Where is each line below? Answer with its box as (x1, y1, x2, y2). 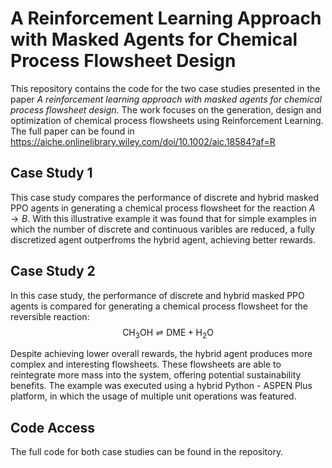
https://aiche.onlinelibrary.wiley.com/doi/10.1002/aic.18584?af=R (10, 135, 276, 147)
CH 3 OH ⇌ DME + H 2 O (122, 326, 214, 341)
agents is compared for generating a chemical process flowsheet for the (10, 300, 308, 312)
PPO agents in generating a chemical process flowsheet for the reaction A (10, 202, 316, 214)
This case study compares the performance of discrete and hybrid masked (10, 191, 320, 203)
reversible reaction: (10, 310, 90, 322)
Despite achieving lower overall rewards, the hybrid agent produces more (10, 348, 313, 360)
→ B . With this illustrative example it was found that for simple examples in (10, 212, 317, 224)
